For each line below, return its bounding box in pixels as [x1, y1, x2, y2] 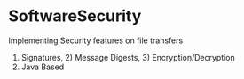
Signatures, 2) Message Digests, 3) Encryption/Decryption [20, 52, 236, 62]
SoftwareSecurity [8, 6, 142, 26]
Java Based [20, 61, 65, 72]
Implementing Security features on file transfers [8, 35, 184, 46]
